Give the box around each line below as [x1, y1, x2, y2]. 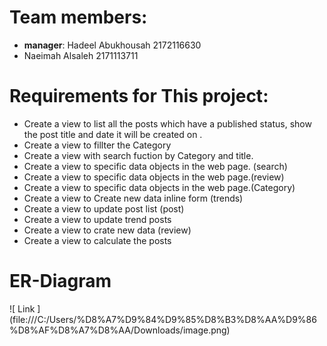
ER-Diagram [9, 270, 112, 293]
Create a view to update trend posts [23, 213, 172, 225]
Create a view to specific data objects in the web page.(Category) [23, 181, 296, 193]
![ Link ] [9, 302, 41, 315]
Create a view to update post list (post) [23, 202, 185, 215]
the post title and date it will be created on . [23, 128, 203, 140]
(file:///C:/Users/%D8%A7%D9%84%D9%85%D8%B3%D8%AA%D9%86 [9, 313, 317, 325]
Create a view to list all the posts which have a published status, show [23, 117, 312, 130]
